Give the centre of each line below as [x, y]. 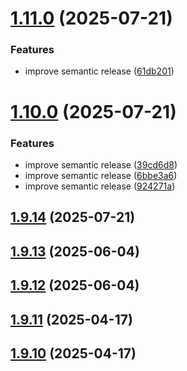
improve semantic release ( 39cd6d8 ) [101, 164]
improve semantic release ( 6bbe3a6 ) [101, 175]
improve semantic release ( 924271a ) [100, 186]
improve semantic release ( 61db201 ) [99, 71]
